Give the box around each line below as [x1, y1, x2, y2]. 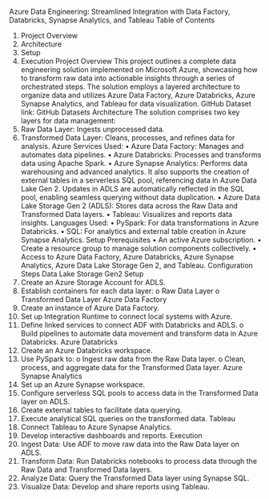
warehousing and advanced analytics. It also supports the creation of [20, 167, 250, 176]
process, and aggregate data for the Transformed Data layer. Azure [20, 363, 243, 372]
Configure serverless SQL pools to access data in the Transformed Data [20, 388, 259, 397]
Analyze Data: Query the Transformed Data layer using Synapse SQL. [20, 473, 250, 483]
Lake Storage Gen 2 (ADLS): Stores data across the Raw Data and [20, 201, 239, 211]
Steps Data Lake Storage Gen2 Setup [20, 269, 144, 279]
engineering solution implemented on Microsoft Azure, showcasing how [20, 65, 259, 74]
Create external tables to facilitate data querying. [20, 405, 183, 415]
